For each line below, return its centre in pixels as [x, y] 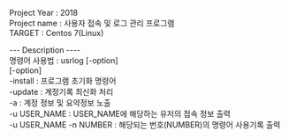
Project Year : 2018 [43, 13]
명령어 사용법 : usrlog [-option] [64, 60]
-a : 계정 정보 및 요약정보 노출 [60, 103]
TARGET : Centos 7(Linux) [57, 33]
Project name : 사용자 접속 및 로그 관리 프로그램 [92, 23]
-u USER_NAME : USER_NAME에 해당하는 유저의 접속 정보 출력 [120, 114]
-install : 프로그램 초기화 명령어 [63, 81]
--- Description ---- [45, 50]
